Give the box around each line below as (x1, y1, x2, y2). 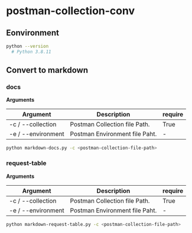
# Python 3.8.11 (11, 48, 51, 54)
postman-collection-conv (6, 4, 135, 18)
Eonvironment (6, 28, 60, 38)
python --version (6, 43, 49, 49)
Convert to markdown (6, 65, 89, 75)
